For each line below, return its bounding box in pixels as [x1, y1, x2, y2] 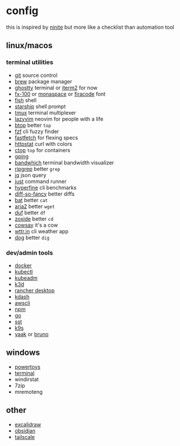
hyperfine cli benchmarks [14, 184, 77, 191]
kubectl [14, 268, 33, 275]
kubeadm [14, 274, 38, 281]
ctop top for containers [14, 146, 70, 153]
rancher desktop [14, 287, 55, 294]
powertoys [14, 363, 41, 370]
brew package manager [14, 78, 72, 85]
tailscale [14, 433, 35, 440]
